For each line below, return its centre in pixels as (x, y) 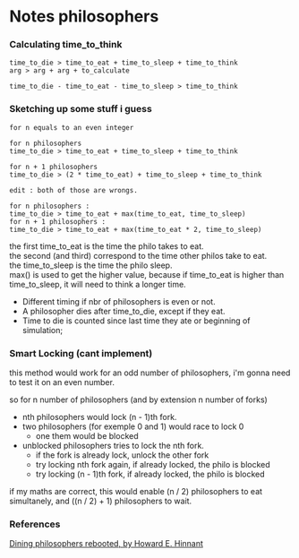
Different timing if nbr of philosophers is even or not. (119, 301)
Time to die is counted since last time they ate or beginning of (136, 321)
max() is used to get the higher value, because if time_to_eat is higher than (147, 274)
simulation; (43, 330)
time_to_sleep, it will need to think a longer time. (98, 284)
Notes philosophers (84, 17)
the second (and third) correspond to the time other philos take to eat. (138, 255)
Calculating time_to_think (66, 45)
